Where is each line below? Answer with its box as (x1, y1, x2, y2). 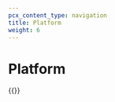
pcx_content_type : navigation (8, 11, 108, 20)
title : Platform (8, 19, 61, 27)
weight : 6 (8, 26, 41, 34)
